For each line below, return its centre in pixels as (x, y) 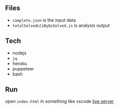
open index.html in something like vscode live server (59, 102)
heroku (20, 63)
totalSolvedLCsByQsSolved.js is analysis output (61, 25)
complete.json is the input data (44, 20)
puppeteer (23, 68)
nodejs (19, 53)
